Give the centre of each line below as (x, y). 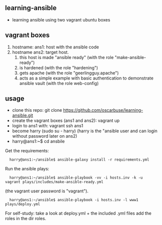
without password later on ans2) (45, 136)
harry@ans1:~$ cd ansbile (38, 142)
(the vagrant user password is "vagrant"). (47, 191)
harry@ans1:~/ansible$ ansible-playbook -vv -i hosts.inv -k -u (76, 178)
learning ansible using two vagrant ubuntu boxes (61, 20)
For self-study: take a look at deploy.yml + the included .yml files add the (78, 213)
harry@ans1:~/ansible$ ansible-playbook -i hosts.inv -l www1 (74, 200)
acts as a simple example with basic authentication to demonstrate (86, 78)
